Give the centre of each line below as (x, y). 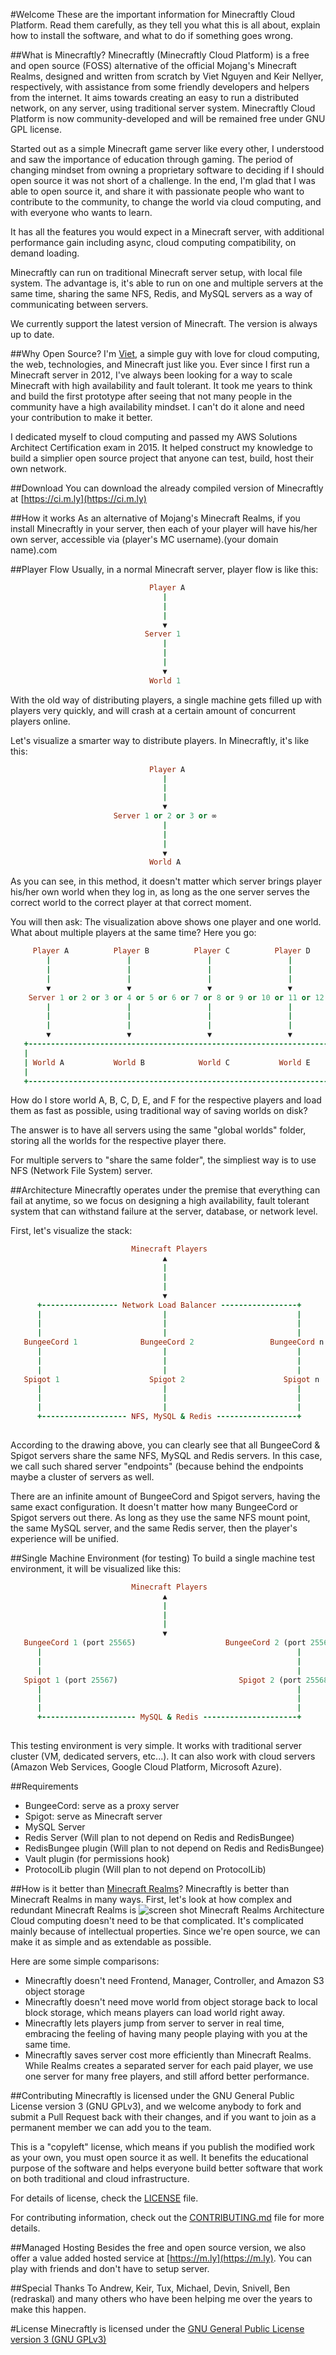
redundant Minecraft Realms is (73, 1910)
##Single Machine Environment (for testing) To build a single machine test (163, 1558)
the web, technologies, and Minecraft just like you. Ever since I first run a (160, 364)
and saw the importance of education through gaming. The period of (152, 159)
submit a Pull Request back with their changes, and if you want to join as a (163, 2116)
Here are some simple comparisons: (85, 1961)
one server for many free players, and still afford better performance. (167, 2076)
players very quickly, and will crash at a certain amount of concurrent (153, 710)
